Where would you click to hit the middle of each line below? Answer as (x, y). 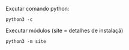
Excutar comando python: (37, 9)
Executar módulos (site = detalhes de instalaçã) (64, 30)
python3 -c (19, 20)
